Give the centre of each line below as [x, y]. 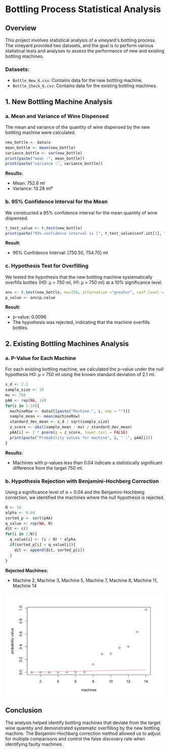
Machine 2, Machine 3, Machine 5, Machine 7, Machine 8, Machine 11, [85, 580]
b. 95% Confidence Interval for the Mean [56, 202]
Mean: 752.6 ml [29, 183]
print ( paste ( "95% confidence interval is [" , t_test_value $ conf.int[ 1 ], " [86, 233]
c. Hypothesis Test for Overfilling [47, 266]
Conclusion [24, 710]
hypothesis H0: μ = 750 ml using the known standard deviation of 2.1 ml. [80, 374]
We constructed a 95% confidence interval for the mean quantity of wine [81, 213]
